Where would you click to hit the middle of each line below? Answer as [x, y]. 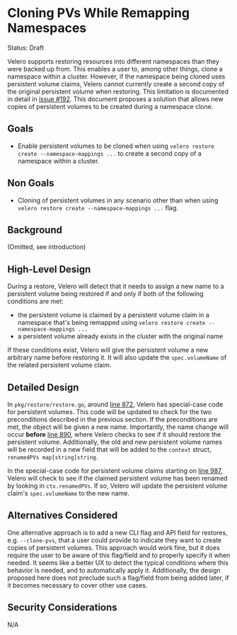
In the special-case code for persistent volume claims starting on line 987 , [115, 471]
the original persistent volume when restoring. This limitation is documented [118, 91]
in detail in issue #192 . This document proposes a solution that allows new [116, 99]
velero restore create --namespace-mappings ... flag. [98, 207]
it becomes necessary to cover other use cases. [77, 585]
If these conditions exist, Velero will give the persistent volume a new [108, 350]
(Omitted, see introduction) [47, 247]
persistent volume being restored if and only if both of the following [105, 294]
